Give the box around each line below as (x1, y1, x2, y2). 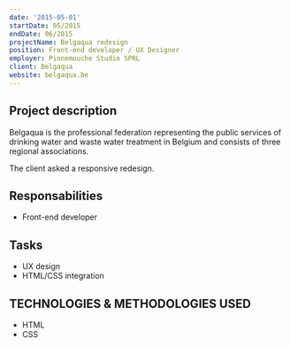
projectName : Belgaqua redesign (9, 37, 128, 47)
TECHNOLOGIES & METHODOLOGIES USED (9, 296, 252, 311)
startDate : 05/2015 (9, 21, 81, 30)
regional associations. (9, 145, 89, 156)
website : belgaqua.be (9, 71, 89, 80)
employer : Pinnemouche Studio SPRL (9, 54, 141, 63)
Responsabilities (9, 188, 103, 204)
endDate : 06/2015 (9, 29, 73, 38)
